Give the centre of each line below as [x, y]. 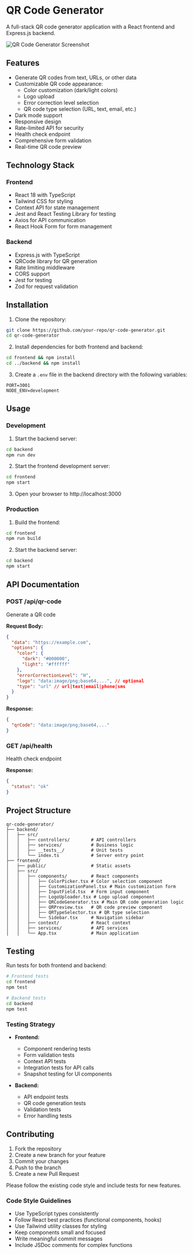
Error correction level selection [61, 103]
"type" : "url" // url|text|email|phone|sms [71, 686]
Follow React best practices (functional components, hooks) [88, 1220]
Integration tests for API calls [59, 1067]
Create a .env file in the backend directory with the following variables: [101, 375]
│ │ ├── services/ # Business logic [70, 845]
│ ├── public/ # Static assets [69, 866]
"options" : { [28, 648]
